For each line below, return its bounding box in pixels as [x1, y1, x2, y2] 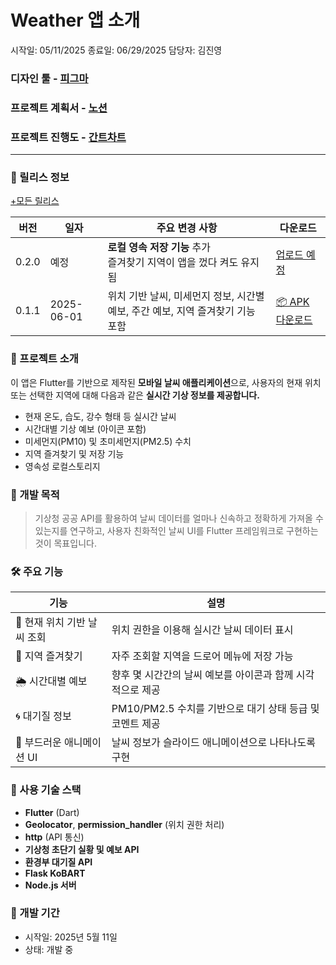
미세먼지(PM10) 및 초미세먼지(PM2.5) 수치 [24, 435, 192, 447]
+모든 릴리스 [10, 195, 60, 207]
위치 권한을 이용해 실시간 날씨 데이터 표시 [111, 623, 294, 637]
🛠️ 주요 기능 [10, 564, 64, 578]
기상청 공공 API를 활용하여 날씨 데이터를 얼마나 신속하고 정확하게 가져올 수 [34, 512, 324, 524]
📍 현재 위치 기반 [15, 616, 86, 630]
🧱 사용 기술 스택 [10, 783, 82, 797]
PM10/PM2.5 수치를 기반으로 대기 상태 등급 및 [111, 702, 320, 716]
